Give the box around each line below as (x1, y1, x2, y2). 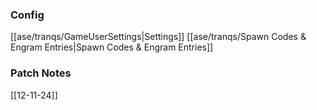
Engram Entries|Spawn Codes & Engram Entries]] (10, 41, 214, 53)
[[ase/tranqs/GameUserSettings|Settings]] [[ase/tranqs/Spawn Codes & (10, 31, 307, 43)
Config (10, 8, 45, 22)
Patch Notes (10, 66, 72, 80)
